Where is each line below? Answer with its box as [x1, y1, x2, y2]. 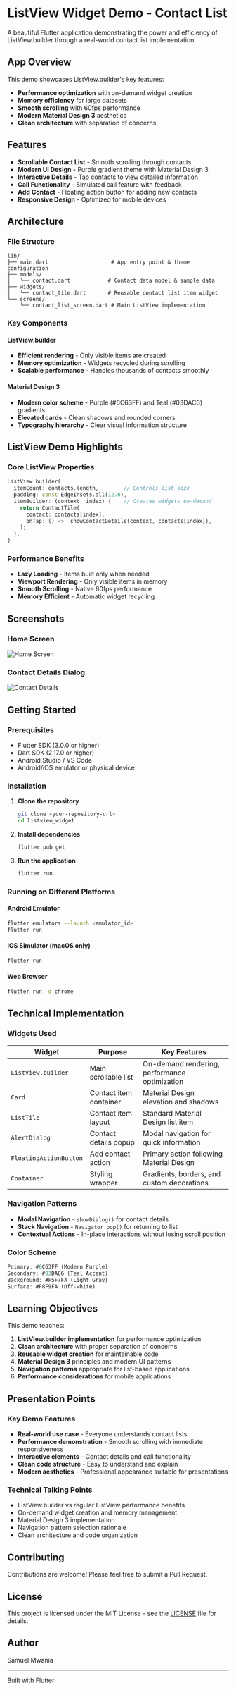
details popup [89, 1137, 136, 1147]
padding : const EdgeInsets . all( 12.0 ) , [13, 491, 128, 498]
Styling [89, 1168, 113, 1178]
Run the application [17, 856, 76, 865]
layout [89, 1117, 110, 1127]
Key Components [7, 319, 68, 328]
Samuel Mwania [7, 1655, 54, 1664]
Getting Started [7, 703, 77, 716]
